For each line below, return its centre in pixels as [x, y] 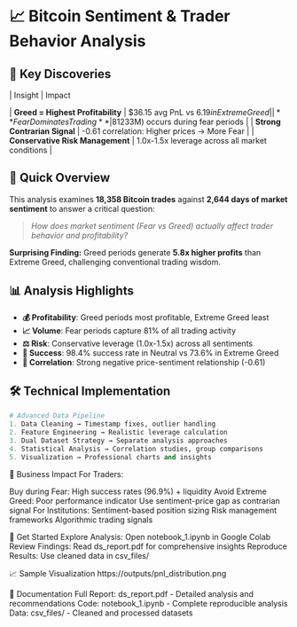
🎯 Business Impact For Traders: [66, 474]
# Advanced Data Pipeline [57, 416]
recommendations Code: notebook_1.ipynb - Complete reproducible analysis [148, 603]
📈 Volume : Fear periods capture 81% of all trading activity [129, 330]
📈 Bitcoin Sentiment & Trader [120, 16]
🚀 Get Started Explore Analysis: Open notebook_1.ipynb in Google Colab [140, 537]
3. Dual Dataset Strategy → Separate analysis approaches [118, 441]
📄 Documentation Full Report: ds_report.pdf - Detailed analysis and [132, 593]
